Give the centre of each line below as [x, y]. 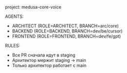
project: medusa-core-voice [33, 7]
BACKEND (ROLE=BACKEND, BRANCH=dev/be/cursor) [67, 31]
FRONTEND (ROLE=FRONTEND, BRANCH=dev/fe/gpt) [66, 36]
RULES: [13, 46]
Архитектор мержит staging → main [49, 60]
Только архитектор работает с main [49, 65]
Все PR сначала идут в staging [44, 55]
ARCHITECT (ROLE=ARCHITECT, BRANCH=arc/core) [65, 26]
